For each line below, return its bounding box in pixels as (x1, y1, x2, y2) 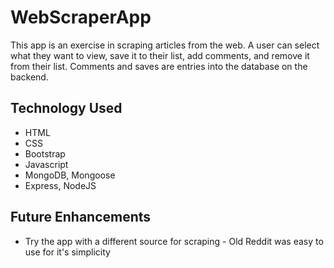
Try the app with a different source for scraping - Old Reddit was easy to (24, 235, 324, 247)
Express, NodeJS (24, 179, 97, 191)
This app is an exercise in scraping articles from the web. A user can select (10, 39, 320, 51)
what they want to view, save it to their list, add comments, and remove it (10, 49, 310, 61)
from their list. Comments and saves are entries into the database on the (10, 60, 308, 72)
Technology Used (10, 100, 123, 117)
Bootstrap (24, 147, 66, 160)
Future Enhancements (10, 209, 152, 226)
